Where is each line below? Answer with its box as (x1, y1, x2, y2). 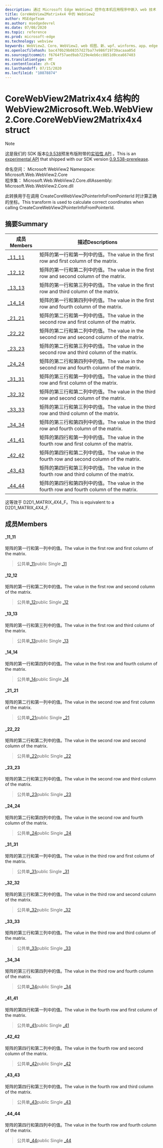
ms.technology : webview (5, 39, 53, 44)
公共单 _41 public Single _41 (16, 1022, 69, 1028)
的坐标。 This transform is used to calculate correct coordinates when (5, 199, 144, 205)
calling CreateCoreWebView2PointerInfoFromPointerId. (5, 204, 115, 210)
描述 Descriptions (77, 238, 118, 245)
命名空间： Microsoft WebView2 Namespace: (5, 166, 96, 172)
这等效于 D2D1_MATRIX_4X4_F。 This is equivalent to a (5, 499, 114, 505)
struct (5, 125, 30, 136)
